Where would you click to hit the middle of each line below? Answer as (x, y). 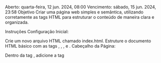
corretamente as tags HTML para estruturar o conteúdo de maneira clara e (80, 17)
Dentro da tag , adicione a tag (35, 55)
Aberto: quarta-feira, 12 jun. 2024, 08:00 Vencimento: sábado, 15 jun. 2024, (80, 7)
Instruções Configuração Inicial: (37, 31)
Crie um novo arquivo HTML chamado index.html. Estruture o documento (78, 41)
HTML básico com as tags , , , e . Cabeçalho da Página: (60, 46)
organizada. (17, 22)
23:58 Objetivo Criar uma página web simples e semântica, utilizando (74, 12)
